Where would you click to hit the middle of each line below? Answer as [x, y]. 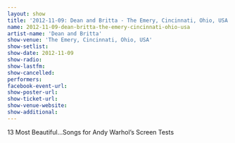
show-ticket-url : [33, 99]
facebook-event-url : [38, 86]
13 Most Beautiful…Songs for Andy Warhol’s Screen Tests [91, 132]
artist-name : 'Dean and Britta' [55, 33]
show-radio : [25, 60]
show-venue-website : [38, 106]
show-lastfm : [26, 66]
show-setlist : [28, 46]
